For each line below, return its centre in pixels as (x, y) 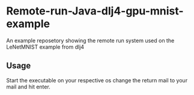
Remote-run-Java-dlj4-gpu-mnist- (95, 11)
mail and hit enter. (29, 87)
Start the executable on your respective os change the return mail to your (97, 80)
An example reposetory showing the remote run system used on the (90, 40)
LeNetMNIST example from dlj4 (45, 47)
